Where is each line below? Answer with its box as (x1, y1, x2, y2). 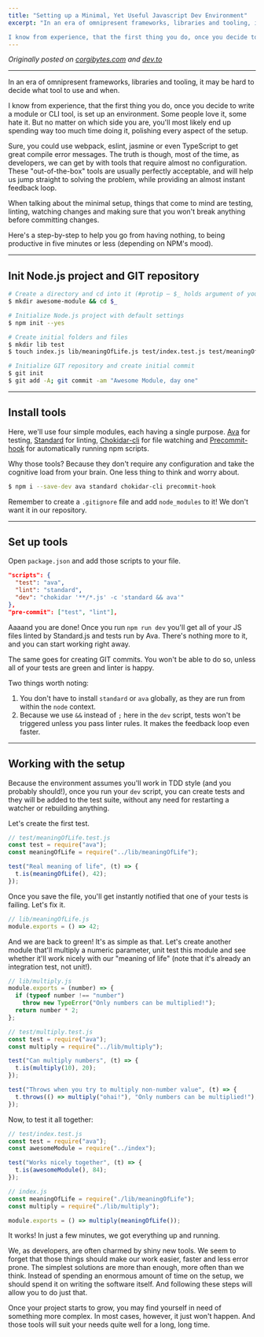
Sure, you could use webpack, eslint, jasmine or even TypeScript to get (8, 141, 239, 151)
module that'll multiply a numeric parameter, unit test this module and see (8, 945, 246, 955)
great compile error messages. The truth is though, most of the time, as (8, 150, 240, 159)
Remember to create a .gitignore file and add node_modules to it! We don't (8, 497, 249, 506)
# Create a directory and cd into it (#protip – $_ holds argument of (8, 290, 244, 298)
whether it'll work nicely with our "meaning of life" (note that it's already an (8, 953, 251, 963)
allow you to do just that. (8, 1288, 88, 1298)
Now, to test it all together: (8, 1115, 93, 1124)
